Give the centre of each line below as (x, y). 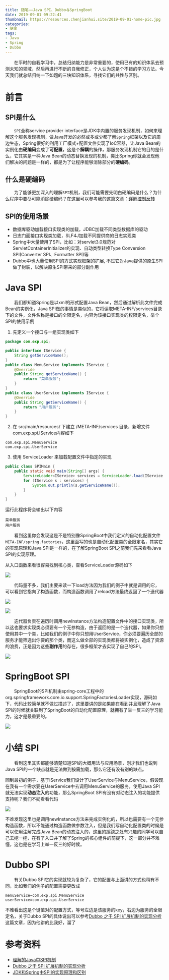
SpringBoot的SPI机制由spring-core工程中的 (59, 691)
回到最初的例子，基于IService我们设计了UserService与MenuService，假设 (82, 780)
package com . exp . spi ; (28, 342)
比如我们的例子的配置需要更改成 (47, 886)
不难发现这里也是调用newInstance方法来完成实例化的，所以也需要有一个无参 (84, 819)
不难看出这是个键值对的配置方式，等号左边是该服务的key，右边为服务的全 (82, 910)
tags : (11, 33)
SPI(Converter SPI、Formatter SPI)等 (51, 255)
